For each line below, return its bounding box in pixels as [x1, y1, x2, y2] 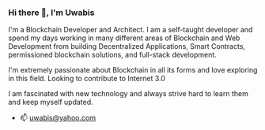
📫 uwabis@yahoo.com [19, 113, 97, 123]
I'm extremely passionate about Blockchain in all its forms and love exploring [8, 65, 258, 75]
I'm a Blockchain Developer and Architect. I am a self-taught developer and [8, 25, 253, 35]
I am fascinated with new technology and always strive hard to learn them [8, 89, 249, 98]
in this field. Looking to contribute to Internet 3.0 [8, 74, 166, 84]
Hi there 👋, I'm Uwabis [8, 7, 95, 18]
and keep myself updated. [8, 98, 93, 107]
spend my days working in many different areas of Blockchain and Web [8, 33, 240, 43]
